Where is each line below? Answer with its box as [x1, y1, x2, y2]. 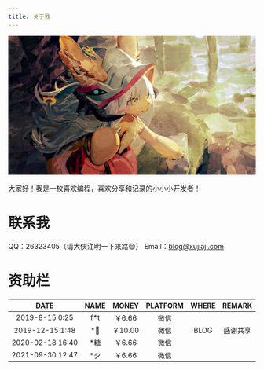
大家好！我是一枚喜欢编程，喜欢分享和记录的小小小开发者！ [8, 184, 201, 193]
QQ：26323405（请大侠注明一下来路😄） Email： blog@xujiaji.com [8, 242, 224, 251]
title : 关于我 [8, 13, 51, 20]
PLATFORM [145, 301, 185, 310]
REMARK [222, 301, 253, 310]
